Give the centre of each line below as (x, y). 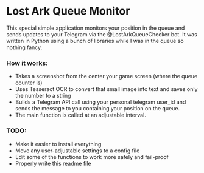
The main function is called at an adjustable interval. (80, 115)
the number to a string (43, 96)
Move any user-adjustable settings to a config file (77, 151)
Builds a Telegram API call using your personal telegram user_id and (100, 102)
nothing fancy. (24, 47)
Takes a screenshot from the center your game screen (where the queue (106, 76)
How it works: (27, 63)
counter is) (29, 83)
